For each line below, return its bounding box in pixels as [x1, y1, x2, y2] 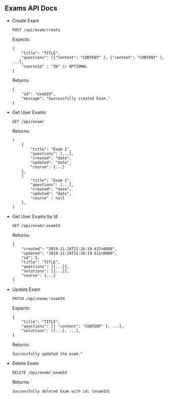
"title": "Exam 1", [30, 147, 72, 152]
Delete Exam [12, 360, 39, 366]
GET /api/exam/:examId [12, 223, 60, 228]
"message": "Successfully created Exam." [21, 96, 110, 101]
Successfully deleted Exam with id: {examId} [12, 388, 110, 394]
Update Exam [12, 286, 41, 292]
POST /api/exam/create [12, 27, 60, 32]
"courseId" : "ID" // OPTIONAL [21, 63, 88, 69]
